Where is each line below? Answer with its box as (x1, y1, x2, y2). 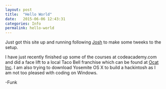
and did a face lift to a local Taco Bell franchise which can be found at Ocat (5, 59, 159, 65)
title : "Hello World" (5, 12, 52, 17)
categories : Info (5, 21, 41, 26)
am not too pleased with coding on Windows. (5, 70, 98, 76)
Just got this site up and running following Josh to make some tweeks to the (5, 39, 162, 45)
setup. (5, 44, 18, 50)
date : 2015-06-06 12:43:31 (5, 16, 66, 21)
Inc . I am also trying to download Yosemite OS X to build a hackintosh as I (5, 65, 156, 71)
